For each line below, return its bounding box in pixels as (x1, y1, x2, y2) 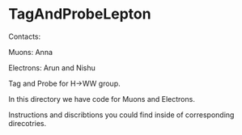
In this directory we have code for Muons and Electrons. (8, 94, 196, 103)
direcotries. (8, 118, 47, 128)
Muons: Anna (8, 47, 53, 57)
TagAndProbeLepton (8, 5, 151, 23)
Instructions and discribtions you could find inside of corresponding (8, 110, 235, 120)
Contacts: (8, 32, 41, 41)
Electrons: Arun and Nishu (8, 62, 96, 73)
